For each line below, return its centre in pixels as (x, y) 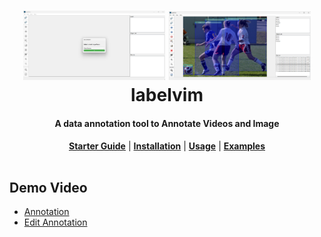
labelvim (167, 95)
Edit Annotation (55, 222)
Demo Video (48, 187)
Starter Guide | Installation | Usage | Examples (167, 146)
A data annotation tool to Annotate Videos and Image (167, 123)
